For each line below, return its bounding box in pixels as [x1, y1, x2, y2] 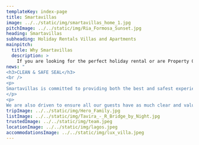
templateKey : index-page [6, 8, 68, 15]
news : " [6, 63, 25, 70]
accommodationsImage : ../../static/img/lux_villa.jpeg [6, 130, 145, 136]
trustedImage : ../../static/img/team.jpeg [6, 119, 113, 125]
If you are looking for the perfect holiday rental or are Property [17, 58, 190, 64]
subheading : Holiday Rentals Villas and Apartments [6, 36, 136, 42]
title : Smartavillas [6, 14, 57, 20]
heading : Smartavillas [6, 31, 62, 37]
